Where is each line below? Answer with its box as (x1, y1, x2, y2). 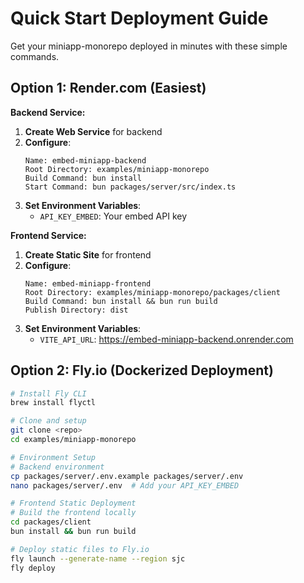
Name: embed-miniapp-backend (24, 155, 147, 166)
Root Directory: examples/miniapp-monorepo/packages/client (24, 287, 281, 297)
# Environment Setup (10, 452, 97, 462)
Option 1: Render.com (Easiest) (10, 80, 207, 97)
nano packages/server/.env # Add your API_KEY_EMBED (10, 480, 240, 491)
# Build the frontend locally (10, 508, 137, 518)
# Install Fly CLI (10, 388, 87, 399)
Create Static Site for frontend (24, 248, 152, 261)
